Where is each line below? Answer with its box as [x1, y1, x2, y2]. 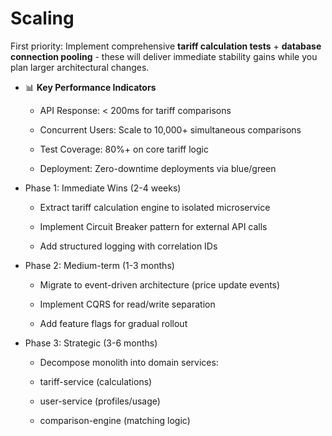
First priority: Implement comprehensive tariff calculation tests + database [10, 40, 322, 52]
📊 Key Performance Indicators [24, 81, 157, 93]
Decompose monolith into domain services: [39, 356, 219, 368]
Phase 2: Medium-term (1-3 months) [24, 259, 175, 271]
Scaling [10, 7, 75, 30]
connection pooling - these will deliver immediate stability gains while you [10, 50, 318, 62]
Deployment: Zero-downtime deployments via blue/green [39, 162, 277, 174]
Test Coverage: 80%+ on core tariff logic [39, 143, 209, 155]
